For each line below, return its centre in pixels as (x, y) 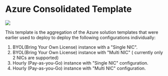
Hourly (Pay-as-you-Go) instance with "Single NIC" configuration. (80, 63)
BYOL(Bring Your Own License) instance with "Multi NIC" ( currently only (88, 52)
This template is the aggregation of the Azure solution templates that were (82, 32)
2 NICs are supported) (36, 58)
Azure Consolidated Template (68, 9)
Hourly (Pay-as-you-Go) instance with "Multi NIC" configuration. (79, 68)
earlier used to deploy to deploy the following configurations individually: (80, 37)
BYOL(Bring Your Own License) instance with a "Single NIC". (75, 47)
